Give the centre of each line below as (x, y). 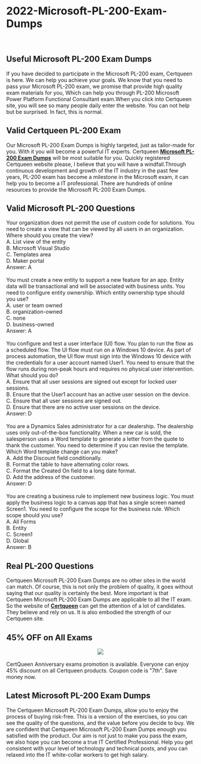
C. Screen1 (19, 535)
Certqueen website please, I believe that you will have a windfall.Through (96, 164)
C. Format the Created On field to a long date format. (71, 471)
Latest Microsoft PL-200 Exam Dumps (78, 696)
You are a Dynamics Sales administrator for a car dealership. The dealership (100, 426)
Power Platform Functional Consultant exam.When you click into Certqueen (99, 99)
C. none (16, 318)
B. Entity (16, 528)
